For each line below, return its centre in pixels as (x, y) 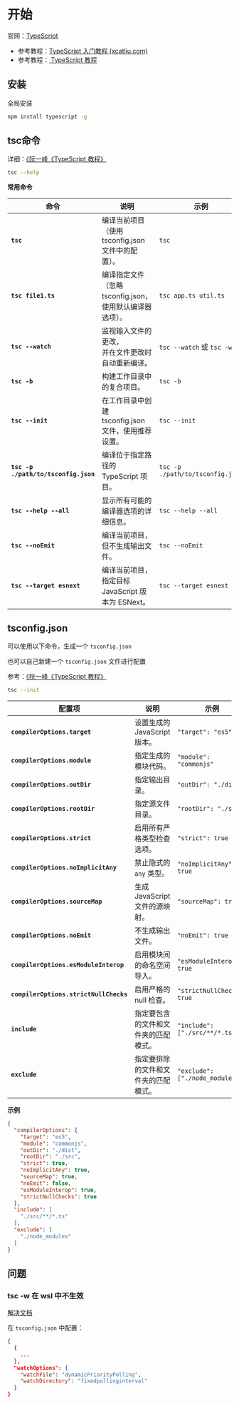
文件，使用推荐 (127, 431)
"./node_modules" (46, 1236)
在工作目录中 (123, 400)
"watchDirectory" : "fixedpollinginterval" (84, 1381)
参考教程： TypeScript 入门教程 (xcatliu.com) (83, 51)
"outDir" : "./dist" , (51, 1150)
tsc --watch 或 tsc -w (196, 347)
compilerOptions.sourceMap (57, 901)
